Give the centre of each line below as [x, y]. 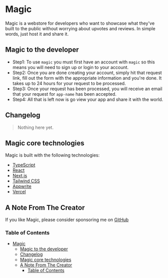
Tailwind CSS [26, 181]
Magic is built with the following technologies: [52, 155]
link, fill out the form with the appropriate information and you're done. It [87, 78]
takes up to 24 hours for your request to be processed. [69, 83]
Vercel [19, 192]
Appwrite [22, 186]
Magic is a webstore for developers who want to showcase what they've [80, 23]
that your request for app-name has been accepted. [64, 94]
